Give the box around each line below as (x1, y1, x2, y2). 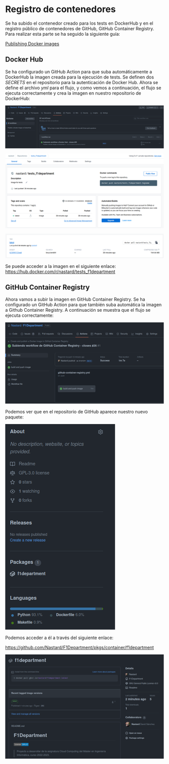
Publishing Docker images (5, 40, 59, 46)
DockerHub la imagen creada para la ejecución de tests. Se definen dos (5, 74, 154, 80)
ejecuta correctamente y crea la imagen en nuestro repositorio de (5, 90, 141, 96)
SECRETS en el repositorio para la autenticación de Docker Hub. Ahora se (5, 79, 158, 85)
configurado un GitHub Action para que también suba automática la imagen (5, 302, 162, 308)
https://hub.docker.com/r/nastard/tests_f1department (5, 268, 116, 274)
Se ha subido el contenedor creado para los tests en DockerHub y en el (5, 20, 153, 26)
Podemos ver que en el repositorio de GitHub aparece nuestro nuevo (5, 408, 148, 414)
